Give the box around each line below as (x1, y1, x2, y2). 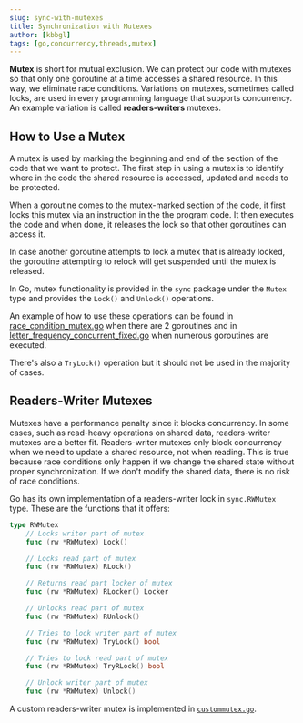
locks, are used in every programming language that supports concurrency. (9, 93, 293, 104)
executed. (9, 340, 47, 351)
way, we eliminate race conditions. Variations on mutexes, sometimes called (9, 83, 294, 94)
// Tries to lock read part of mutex (25, 653, 169, 663)
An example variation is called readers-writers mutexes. (9, 102, 221, 114)
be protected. (9, 182, 61, 193)
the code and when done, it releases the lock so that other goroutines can (9, 219, 287, 230)
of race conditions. (9, 475, 80, 486)
